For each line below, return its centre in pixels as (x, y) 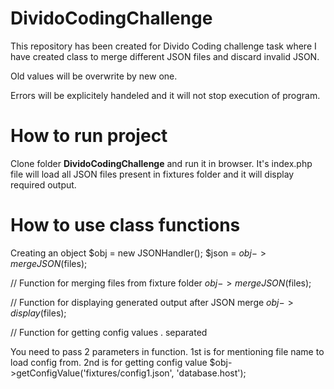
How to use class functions (125, 225)
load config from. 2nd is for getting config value (109, 362)
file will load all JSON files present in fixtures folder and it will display (152, 174)
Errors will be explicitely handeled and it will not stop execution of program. (165, 95)
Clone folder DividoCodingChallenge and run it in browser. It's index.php (161, 163)
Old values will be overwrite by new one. (94, 76)
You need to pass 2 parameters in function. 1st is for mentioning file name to (167, 351)
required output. (43, 184)
